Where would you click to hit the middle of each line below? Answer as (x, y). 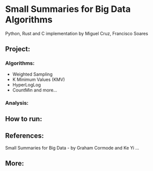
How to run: (24, 119)
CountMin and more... (35, 90)
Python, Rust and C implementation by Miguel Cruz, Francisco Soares (77, 33)
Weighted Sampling (32, 74)
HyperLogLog (27, 85)
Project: (18, 49)
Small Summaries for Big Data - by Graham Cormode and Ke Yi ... (72, 148)
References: (24, 136)
